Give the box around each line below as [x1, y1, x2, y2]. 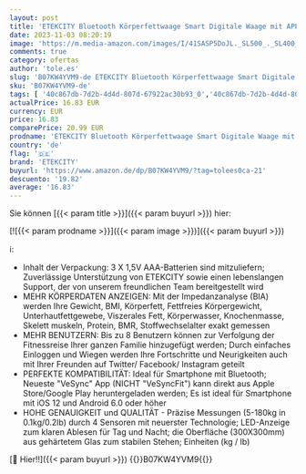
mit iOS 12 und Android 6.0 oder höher [22, 397, 167, 408]
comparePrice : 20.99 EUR [9, 124, 104, 133]
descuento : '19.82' [9, 174, 84, 183]
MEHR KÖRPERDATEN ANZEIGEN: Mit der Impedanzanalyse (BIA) [22, 291, 270, 302]
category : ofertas [9, 56, 79, 65]
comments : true [9, 47, 67, 57]
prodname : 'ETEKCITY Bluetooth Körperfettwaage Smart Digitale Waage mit [9, 132, 296, 141]
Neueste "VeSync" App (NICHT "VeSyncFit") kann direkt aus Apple [22, 378, 275, 389]
